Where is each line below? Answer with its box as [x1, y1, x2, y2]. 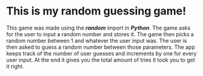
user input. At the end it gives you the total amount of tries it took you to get [6, 56, 195, 63]
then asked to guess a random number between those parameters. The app [6, 43, 195, 51]
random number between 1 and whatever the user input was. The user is [6, 37, 187, 44]
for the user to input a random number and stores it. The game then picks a [6, 30, 194, 37]
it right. [6, 62, 24, 70]
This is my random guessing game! [6, 4, 187, 18]
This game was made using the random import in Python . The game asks [6, 24, 191, 31]
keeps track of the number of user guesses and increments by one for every [6, 49, 197, 57]
